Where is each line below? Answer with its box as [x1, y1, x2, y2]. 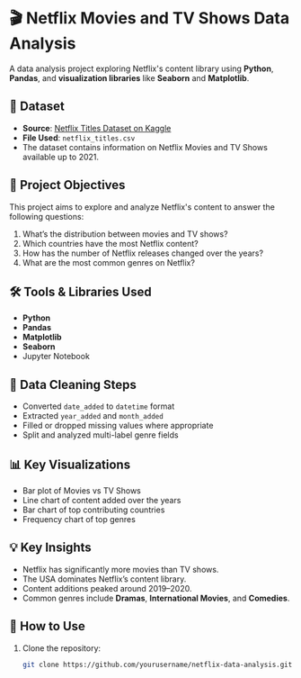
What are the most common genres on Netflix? [22, 257, 196, 267]
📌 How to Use [9, 619, 85, 634]
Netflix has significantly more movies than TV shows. [22, 564, 219, 574]
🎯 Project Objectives [9, 177, 126, 193]
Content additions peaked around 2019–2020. [22, 583, 192, 593]
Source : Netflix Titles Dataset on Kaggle [22, 122, 172, 133]
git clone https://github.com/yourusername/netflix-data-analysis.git [22, 660, 293, 669]
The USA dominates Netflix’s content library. [22, 574, 187, 584]
